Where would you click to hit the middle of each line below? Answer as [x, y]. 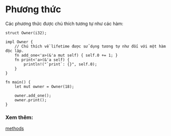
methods [15, 128]
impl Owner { [19, 42]
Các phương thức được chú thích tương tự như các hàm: [65, 24]
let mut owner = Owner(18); [44, 86]
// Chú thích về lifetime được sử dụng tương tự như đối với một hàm [90, 46]
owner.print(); [31, 100]
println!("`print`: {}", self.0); [60, 64]
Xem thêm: [19, 117]
